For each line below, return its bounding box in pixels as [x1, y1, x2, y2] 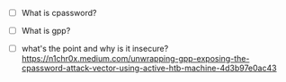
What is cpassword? [21, 8, 97, 18]
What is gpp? [21, 26, 71, 37]
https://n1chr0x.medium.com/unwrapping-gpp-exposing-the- [21, 53, 250, 64]
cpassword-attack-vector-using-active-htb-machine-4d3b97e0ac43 [21, 62, 277, 74]
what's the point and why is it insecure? [21, 44, 169, 54]
